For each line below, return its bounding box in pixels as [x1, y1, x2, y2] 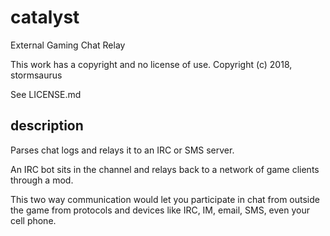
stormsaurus [10, 69, 63, 81]
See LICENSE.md [10, 88, 82, 100]
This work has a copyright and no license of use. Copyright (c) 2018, [10, 58, 293, 70]
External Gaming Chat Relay [10, 39, 126, 51]
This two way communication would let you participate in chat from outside [10, 193, 320, 205]
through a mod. [10, 174, 74, 186]
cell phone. [10, 214, 57, 226]
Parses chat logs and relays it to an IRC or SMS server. [10, 144, 235, 156]
